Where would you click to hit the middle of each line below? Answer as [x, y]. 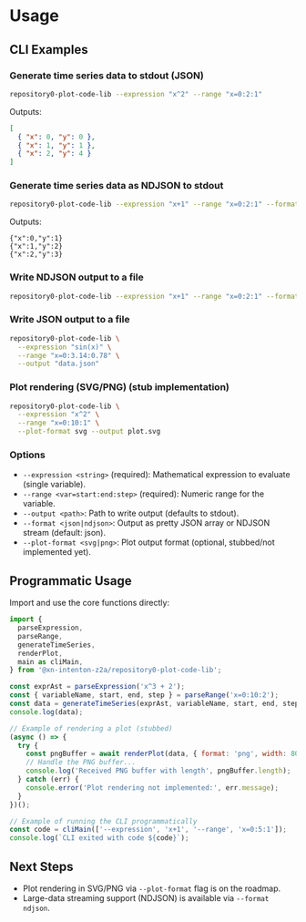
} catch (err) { [48, 780]
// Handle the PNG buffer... [81, 763]
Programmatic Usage [71, 581]
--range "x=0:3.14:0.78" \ [69, 355]
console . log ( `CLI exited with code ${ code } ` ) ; [99, 838]
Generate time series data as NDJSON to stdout [117, 186]
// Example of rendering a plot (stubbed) [91, 728]
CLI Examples [49, 50]
